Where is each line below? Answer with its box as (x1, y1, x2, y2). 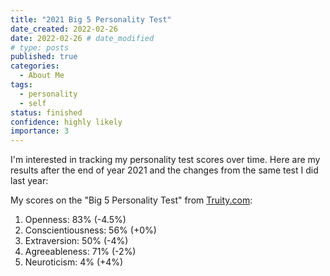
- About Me (19, 71, 65, 81)
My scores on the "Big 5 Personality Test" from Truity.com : (10, 194, 253, 206)
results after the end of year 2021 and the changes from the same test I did (10, 164, 319, 176)
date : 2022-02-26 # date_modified (10, 33, 155, 43)
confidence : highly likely (10, 117, 123, 127)
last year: (10, 175, 49, 187)
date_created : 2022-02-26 (10, 24, 118, 34)
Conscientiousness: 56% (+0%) (24, 224, 157, 236)
